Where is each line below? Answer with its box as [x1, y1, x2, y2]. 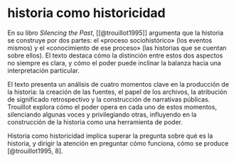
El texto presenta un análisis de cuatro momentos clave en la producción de [7, 80, 230, 88]
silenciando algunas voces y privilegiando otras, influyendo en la [7, 110, 197, 119]
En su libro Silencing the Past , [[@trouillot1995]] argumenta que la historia [7, 28, 224, 37]
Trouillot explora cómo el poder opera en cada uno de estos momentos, [7, 102, 218, 111]
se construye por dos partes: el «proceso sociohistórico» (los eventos [7, 36, 213, 44]
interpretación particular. [7, 66, 80, 75]
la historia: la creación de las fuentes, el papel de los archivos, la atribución [7, 87, 227, 96]
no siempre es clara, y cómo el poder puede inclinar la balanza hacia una [7, 58, 222, 67]
